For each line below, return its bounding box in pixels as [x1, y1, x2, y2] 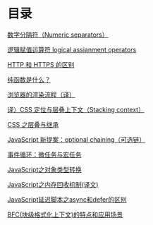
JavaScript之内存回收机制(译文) [7, 180, 99, 188]
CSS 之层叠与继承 [7, 120, 59, 128]
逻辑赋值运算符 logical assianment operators [7, 45, 137, 54]
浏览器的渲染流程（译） [7, 90, 75, 99]
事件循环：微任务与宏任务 [7, 150, 82, 159]
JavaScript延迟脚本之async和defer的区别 [7, 195, 127, 204]
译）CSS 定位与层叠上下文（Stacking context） [7, 105, 145, 114]
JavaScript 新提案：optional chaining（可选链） [7, 135, 146, 144]
